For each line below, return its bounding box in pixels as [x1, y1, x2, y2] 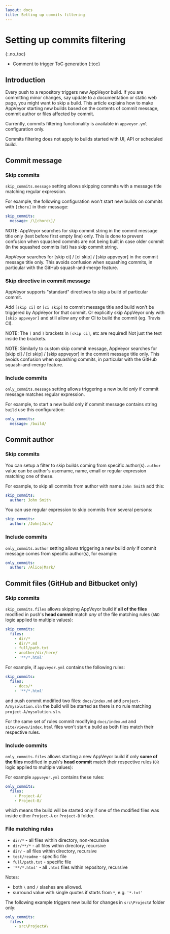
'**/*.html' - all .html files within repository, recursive [12, 864, 128, 870]
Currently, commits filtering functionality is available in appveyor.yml [5, 121, 148, 127]
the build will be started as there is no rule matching [43, 703, 151, 709]
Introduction [5, 75, 46, 84]
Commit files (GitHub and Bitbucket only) [5, 579, 138, 588]
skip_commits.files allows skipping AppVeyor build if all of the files [5, 606, 147, 612]
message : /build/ [10, 421, 47, 426]
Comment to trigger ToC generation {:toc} [12, 61, 100, 67]
